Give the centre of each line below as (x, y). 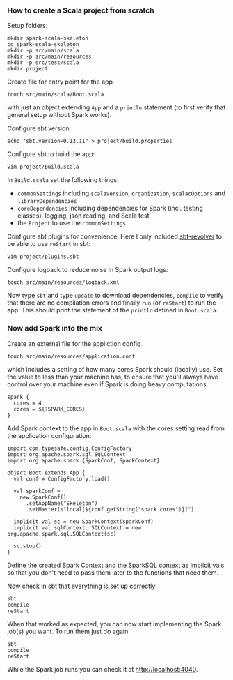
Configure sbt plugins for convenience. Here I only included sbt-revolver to (115, 236)
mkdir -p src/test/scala (43, 63)
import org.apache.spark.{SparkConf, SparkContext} (83, 460)
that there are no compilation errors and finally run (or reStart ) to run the (112, 303)
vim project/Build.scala (43, 167)
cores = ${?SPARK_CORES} (49, 409)
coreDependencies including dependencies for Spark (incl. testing (110, 209)
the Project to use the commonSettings (72, 223)
